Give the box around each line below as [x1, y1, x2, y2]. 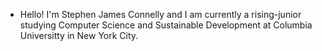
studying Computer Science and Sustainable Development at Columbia [19, 19, 313, 31]
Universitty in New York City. [19, 30, 139, 41]
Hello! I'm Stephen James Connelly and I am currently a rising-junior [19, 9, 302, 20]
